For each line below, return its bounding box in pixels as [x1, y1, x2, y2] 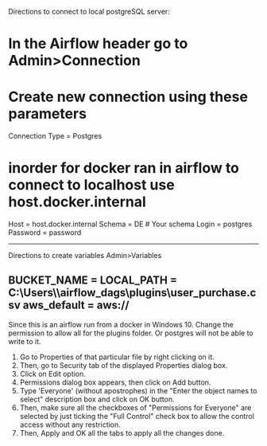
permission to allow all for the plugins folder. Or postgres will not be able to [8, 328, 254, 338]
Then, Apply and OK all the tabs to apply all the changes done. [19, 428, 225, 437]
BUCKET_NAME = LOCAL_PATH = [8, 274, 177, 288]
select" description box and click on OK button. [19, 394, 175, 404]
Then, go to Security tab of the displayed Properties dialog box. [19, 360, 228, 370]
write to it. [8, 336, 41, 346]
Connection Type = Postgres [8, 131, 103, 141]
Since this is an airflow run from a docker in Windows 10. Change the [8, 319, 234, 329]
